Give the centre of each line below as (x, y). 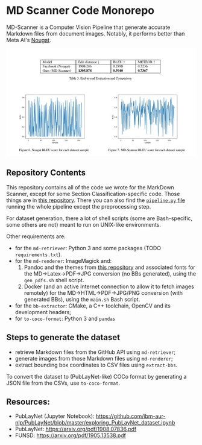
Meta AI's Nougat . (29, 40)
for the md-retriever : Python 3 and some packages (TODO (88, 248)
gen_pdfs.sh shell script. (54, 280)
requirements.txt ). (38, 254)
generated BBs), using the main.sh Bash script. (82, 299)
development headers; (43, 312)
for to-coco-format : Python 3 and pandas (65, 318)
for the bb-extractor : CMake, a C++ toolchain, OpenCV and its (93, 306)
